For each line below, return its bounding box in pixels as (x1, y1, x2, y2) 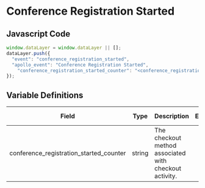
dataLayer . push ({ (6, 50, 51, 56)
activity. (154, 172, 178, 181)
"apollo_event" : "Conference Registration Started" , (12, 62, 149, 68)
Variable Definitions (6, 90, 84, 100)
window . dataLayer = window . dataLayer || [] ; (6, 45, 121, 51)
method (154, 142, 177, 150)
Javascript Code (6, 29, 71, 39)
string (132, 149, 149, 157)
